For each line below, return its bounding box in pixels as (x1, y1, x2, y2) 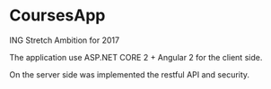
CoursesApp (9, 5, 106, 26)
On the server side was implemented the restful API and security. (9, 69, 249, 80)
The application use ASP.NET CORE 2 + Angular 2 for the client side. (9, 52, 263, 62)
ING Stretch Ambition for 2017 (9, 35, 119, 45)
